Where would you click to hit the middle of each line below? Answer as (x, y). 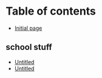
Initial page (28, 28)
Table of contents (51, 11)
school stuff (29, 47)
